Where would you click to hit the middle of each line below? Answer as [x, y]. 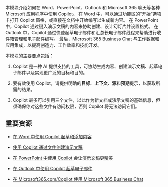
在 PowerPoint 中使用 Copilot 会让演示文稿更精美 [63, 158]
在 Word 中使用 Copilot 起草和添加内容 [52, 136]
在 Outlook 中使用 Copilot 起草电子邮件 [52, 168]
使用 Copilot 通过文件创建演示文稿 [47, 147]
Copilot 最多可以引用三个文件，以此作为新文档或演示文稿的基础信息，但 [86, 100]
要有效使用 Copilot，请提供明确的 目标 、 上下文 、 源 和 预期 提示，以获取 [84, 83]
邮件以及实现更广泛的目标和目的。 [52, 72]
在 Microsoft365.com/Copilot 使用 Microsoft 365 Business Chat [78, 179]
